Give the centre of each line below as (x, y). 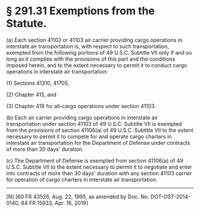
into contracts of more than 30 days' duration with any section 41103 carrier (99, 173)
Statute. (26, 23)
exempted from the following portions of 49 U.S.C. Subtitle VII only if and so (99, 52)
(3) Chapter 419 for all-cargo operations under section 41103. (81, 106)
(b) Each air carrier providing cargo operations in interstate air (82, 118)
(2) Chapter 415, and (31, 94)
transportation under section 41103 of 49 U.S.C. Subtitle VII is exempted (94, 124)
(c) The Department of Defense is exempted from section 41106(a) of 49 (95, 160)
